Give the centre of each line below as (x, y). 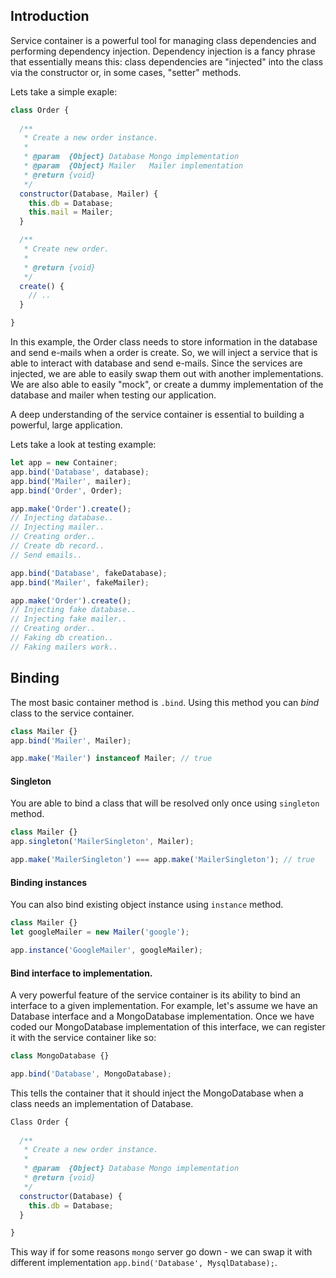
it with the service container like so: (83, 1038)
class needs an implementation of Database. (102, 1103)
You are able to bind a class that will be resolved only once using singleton (165, 803)
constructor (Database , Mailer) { (89, 194)
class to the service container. (72, 713)
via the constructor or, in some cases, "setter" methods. (126, 72)
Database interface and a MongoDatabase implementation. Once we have (162, 1016)
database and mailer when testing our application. (113, 395)
